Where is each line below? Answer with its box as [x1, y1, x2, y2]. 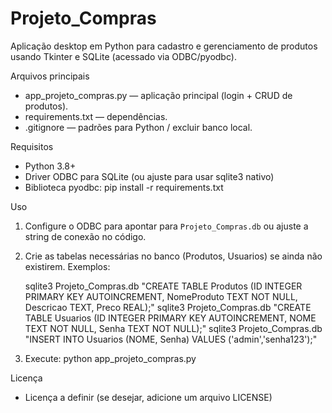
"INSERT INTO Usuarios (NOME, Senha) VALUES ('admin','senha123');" [24, 333, 318, 345]
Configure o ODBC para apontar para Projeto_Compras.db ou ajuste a [24, 220, 309, 232]
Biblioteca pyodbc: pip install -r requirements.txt [24, 181, 224, 193]
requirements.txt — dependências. [24, 110, 168, 122]
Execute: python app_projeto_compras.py [24, 352, 197, 364]
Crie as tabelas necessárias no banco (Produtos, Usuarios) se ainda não [24, 250, 323, 262]
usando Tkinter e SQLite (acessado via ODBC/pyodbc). [10, 50, 237, 62]
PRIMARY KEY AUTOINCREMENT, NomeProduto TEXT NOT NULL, [24, 290, 298, 302]
